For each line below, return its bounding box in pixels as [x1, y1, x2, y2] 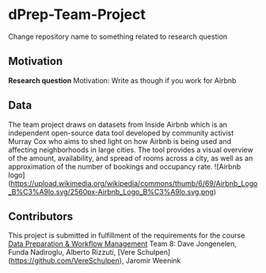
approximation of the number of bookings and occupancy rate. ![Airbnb [8, 161, 241, 171]
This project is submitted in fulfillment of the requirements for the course [8, 231, 245, 241]
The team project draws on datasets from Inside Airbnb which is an [8, 119, 228, 129]
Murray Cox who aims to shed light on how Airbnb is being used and [8, 136, 232, 146]
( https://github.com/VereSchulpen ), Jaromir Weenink [8, 256, 181, 266]
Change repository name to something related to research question [8, 32, 228, 41]
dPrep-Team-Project [8, 6, 146, 24]
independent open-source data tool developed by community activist [8, 128, 234, 138]
